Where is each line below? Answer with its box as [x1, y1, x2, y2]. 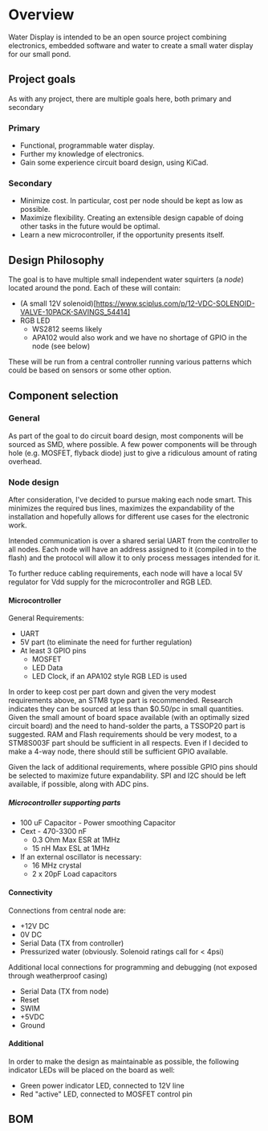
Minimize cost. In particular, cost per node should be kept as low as [19, 196, 243, 205]
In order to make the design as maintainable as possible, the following [8, 1056, 239, 1066]
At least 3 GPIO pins [19, 646, 87, 656]
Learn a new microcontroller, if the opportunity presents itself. [19, 230, 225, 240]
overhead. [8, 456, 43, 466]
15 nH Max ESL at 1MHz [31, 844, 111, 853]
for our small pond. [8, 49, 71, 59]
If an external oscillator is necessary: [19, 852, 142, 862]
